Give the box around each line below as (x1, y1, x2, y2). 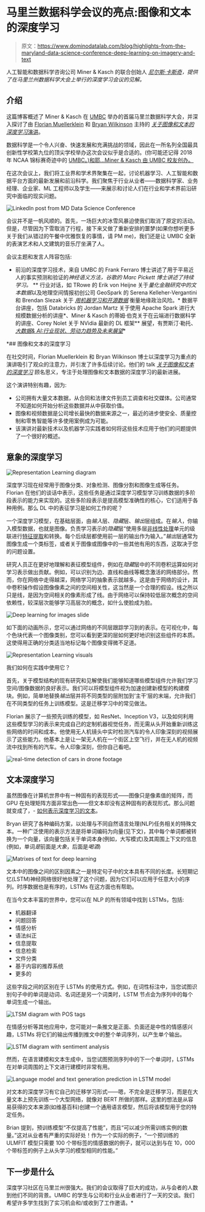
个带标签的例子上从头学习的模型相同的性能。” (6, 1147, 119, 1155)
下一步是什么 (6, 1166, 55, 1177)
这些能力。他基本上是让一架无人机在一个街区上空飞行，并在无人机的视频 (16, 736, 198, 743)
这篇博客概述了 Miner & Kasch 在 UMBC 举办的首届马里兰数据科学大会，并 (6, 112, 193, 120)
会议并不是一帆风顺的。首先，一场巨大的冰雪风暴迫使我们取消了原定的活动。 (6, 217, 198, 224)
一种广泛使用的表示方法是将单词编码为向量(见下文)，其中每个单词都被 (16, 828, 192, 835)
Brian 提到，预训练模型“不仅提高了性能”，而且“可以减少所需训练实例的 (6, 1124, 182, 1131)
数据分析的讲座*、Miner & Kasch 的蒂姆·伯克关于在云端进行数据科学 (26, 312, 196, 319)
